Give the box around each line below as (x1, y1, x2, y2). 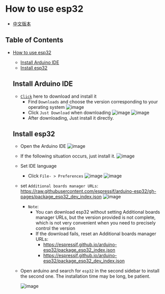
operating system (28, 104, 65, 110)
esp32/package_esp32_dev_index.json (43, 258, 125, 264)
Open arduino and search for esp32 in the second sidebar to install (20, 268, 160, 274)
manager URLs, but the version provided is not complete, (35, 214, 156, 220)
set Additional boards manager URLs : (20, 183, 99, 189)
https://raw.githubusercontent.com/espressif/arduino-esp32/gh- (20, 188, 157, 194)
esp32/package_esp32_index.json (43, 247, 115, 253)
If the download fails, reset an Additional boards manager (35, 231, 157, 237)
